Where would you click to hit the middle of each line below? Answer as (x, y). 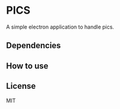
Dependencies (33, 46)
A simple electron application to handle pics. (60, 27)
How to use (27, 66)
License (21, 86)
